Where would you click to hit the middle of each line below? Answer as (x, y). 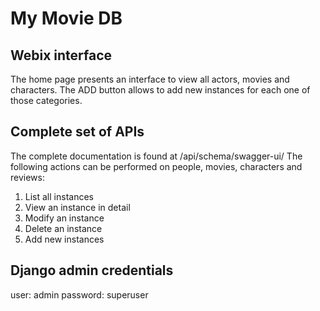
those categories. (46, 100)
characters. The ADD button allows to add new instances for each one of (160, 90)
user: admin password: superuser (79, 294)
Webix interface (61, 55)
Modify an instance (64, 218)
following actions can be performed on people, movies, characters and (156, 166)
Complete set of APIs (77, 132)
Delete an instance (63, 228)
